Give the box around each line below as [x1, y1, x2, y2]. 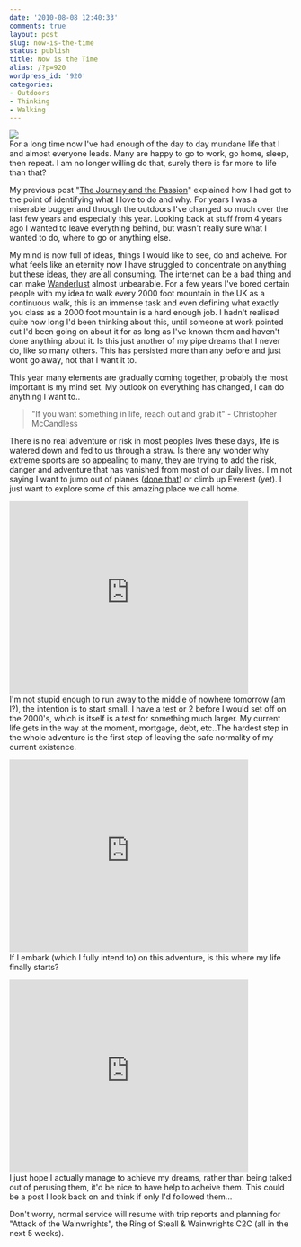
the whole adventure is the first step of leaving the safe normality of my [9, 732, 274, 743]
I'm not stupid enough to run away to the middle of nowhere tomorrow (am [9, 694, 286, 705]
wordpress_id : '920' [9, 72, 87, 81]
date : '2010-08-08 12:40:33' [9, 13, 119, 22]
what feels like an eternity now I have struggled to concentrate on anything [9, 260, 287, 270]
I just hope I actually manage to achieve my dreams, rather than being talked [9, 1172, 292, 1183]
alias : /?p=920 [9, 64, 66, 73]
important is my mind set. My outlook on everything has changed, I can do [9, 382, 285, 393]
